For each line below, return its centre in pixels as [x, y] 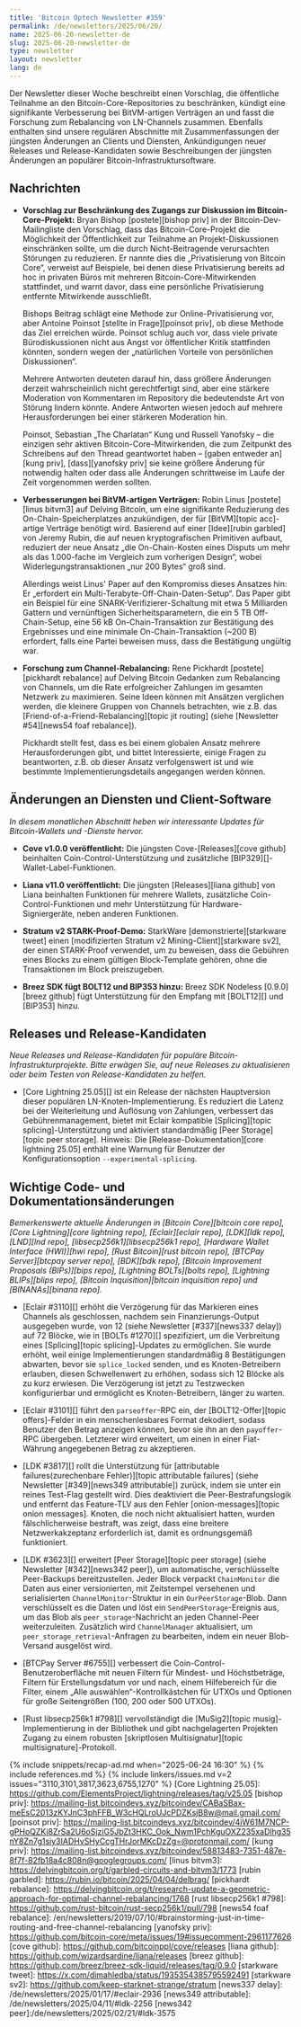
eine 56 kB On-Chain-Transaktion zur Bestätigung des [173, 622]
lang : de [26, 68]
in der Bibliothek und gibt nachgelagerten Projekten [183, 1729]
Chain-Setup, [47, 622]
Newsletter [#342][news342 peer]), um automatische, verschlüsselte [150, 1569]
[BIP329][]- [252, 858]
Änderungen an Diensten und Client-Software [141, 800]
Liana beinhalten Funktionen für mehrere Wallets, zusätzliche [135, 894]
